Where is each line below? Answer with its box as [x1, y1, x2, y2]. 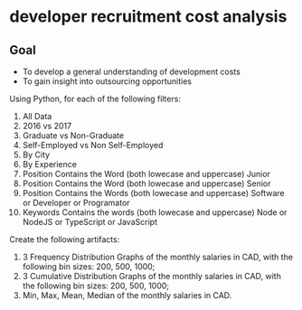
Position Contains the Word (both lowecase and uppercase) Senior [22, 178, 271, 189]
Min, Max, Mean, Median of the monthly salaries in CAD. [22, 290, 232, 300]
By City [22, 149, 51, 160]
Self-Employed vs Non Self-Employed [22, 140, 164, 150]
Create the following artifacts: [9, 234, 120, 245]
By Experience [22, 159, 77, 169]
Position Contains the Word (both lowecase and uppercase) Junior [22, 169, 271, 179]
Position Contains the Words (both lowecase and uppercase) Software [22, 188, 285, 198]
